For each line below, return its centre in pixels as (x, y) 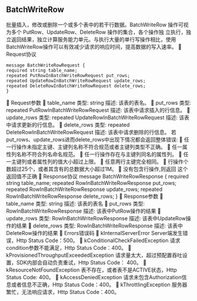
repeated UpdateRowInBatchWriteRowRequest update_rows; (76, 81)
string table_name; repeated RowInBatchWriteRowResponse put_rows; (91, 183)
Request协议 (21, 54)
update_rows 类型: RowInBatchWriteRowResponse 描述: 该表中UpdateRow (96, 218)
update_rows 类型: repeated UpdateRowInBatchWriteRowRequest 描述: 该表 (98, 117)
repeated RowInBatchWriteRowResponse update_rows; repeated (84, 189)
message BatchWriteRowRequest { (46, 65)
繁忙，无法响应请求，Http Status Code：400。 (63, 292)
